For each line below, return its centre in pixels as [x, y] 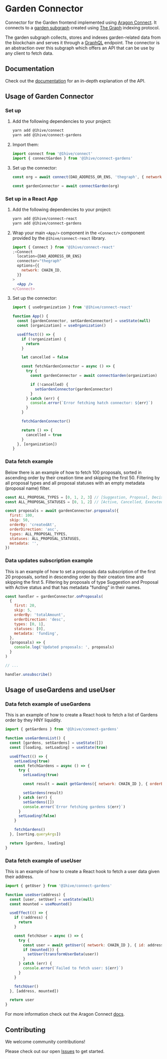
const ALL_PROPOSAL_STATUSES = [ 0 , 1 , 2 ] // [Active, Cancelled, [74, 502]
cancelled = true [44, 435]
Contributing [25, 1030]
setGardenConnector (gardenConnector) [74, 389]
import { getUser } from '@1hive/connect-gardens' [59, 885]
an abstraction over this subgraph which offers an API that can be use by [80, 48]
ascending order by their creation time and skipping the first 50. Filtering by [83, 477]
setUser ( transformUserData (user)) [63, 954]
